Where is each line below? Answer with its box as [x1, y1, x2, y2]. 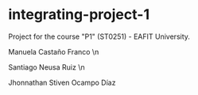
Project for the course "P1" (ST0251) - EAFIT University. [8, 32, 191, 41]
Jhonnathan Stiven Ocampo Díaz [8, 78, 116, 87]
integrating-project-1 [8, 6, 149, 24]
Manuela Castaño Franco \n [8, 47, 99, 56]
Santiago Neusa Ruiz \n [8, 62, 85, 72]
